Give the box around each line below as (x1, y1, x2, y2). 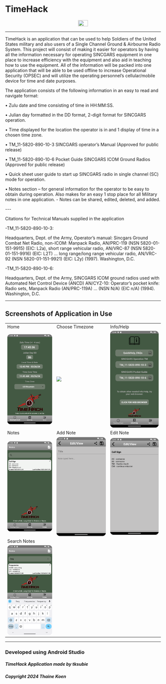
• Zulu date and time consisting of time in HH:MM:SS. (5, 102, 114, 108)
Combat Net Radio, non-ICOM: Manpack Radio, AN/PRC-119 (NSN (5, 240, 140, 246)
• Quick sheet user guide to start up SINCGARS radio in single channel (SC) (5, 171, 159, 177)
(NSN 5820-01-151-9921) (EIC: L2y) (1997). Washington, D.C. (11, 256, 135, 261)
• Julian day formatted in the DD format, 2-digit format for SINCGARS (5, 112, 146, 118)
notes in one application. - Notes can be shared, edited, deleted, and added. (5, 196, 161, 202)
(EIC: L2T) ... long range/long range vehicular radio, (32, 251, 137, 256)
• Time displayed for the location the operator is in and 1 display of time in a (5, 127, 159, 132)
